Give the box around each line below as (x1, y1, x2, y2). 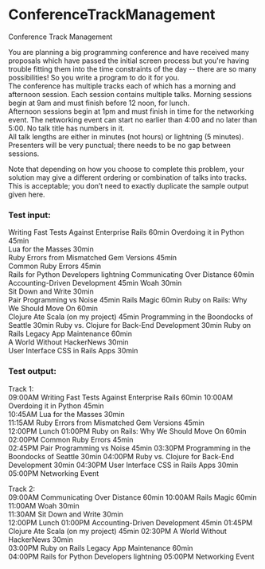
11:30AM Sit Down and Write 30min (8, 509, 123, 519)
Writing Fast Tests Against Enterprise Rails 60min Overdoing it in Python (8, 228, 245, 237)
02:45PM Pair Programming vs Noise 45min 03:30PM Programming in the (8, 443, 251, 453)
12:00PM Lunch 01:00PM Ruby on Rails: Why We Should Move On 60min (8, 426, 247, 435)
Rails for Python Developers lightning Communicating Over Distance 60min (8, 270, 255, 279)
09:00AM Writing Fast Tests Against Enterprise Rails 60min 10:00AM (8, 392, 233, 402)
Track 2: (8, 484, 36, 493)
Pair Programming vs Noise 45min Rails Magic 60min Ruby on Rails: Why (8, 295, 247, 305)
